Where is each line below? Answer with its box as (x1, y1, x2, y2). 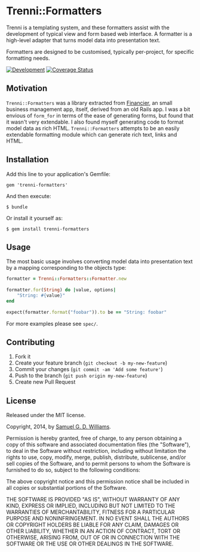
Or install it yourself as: (6, 214, 63, 221)
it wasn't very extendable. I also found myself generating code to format (6, 118, 184, 125)
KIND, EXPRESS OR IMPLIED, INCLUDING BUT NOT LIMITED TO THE (6, 502, 176, 510)
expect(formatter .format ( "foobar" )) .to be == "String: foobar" (6, 309, 167, 315)
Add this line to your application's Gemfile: (6, 170, 110, 177)
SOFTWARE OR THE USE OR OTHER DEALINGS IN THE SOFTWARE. (6, 540, 174, 547)
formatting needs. (6, 54, 50, 61)
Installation (6, 155, 49, 165)
